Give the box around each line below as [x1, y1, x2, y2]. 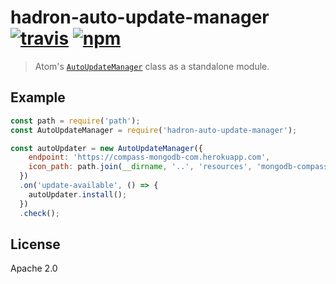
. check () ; [19, 208, 60, 218]
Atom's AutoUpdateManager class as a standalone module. [34, 60, 270, 72]
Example [10, 89, 66, 106]
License [10, 236, 61, 253]
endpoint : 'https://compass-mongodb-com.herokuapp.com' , [28, 152, 271, 163]
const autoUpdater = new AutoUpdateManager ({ [10, 143, 203, 153]
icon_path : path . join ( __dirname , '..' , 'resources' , [28, 162, 253, 172]
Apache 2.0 [10, 262, 58, 275]
